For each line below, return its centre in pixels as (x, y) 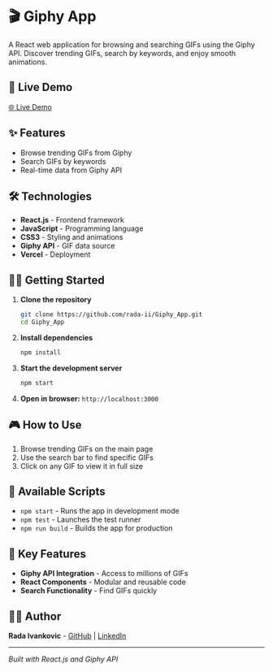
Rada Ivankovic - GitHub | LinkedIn (67, 635)
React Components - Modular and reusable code (103, 582)
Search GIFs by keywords (63, 161)
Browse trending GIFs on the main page (87, 449)
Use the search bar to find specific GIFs (87, 457)
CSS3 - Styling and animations (71, 237)
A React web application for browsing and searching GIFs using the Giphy (132, 44)
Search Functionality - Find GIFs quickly (89, 591)
